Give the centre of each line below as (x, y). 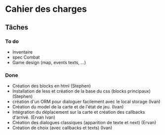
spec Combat (26, 57)
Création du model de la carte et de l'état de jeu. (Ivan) (68, 107)
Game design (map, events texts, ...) (49, 62)
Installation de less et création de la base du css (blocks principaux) (81, 91)
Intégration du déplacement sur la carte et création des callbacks (79, 112)
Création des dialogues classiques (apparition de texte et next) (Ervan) (84, 123)
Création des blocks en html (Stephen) (52, 86)
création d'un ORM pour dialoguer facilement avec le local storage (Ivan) (86, 101)
